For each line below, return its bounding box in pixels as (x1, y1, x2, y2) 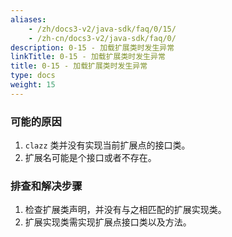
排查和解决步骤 (10, 179, 83, 193)
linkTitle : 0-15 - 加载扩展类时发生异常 (10, 52, 166, 62)
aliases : (10, 14, 47, 25)
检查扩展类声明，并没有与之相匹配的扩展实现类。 (24, 204, 227, 216)
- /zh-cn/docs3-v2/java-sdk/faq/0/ (28, 33, 177, 43)
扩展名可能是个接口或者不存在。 (24, 152, 157, 164)
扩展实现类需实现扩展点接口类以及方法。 (24, 216, 192, 228)
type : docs (10, 71, 56, 81)
